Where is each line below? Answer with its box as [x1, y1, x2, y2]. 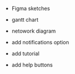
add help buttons [11, 61, 53, 68]
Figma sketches [11, 5, 50, 12]
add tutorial [11, 50, 40, 57]
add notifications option [11, 39, 69, 45]
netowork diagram [11, 27, 56, 34]
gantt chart [11, 16, 39, 23]
